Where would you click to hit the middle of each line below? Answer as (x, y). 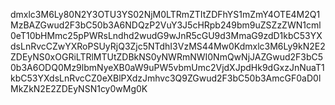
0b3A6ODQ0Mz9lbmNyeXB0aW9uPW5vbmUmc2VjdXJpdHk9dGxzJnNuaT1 (167, 67)
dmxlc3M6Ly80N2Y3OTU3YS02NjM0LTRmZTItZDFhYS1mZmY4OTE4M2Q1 (165, 14)
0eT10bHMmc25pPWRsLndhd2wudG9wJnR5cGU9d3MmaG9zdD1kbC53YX (166, 35)
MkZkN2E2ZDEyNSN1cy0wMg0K (79, 88)
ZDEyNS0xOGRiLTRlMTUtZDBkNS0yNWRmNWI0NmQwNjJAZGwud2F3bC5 (167, 57)
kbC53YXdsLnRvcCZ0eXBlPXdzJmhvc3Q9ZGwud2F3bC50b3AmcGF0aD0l (166, 78)
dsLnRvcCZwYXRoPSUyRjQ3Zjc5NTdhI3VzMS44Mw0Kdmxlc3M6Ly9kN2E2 (168, 46)
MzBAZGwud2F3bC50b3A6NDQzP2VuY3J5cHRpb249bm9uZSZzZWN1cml (166, 25)
